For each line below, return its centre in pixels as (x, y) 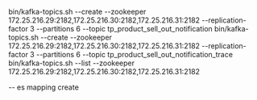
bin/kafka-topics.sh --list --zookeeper (72, 63)
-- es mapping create (44, 87)
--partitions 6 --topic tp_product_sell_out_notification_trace (135, 54)
